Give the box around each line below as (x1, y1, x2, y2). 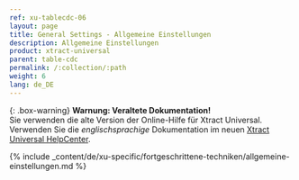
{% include (9, 150, 50, 162)
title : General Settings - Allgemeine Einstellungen (9, 30, 212, 39)
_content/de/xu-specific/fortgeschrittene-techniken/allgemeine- (51, 150, 290, 162)
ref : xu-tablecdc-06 (9, 13, 87, 22)
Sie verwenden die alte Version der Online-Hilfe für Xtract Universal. (9, 114, 263, 125)
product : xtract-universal (9, 47, 111, 56)
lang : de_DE (9, 80, 54, 89)
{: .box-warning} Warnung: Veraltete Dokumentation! (9, 104, 212, 115)
